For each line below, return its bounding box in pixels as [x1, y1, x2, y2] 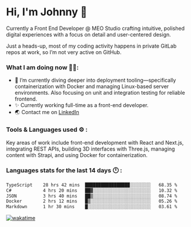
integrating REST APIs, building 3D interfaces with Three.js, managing [6, 145, 175, 152]
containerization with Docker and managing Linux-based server [14, 83, 169, 90]
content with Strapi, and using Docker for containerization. [6, 151, 148, 158]
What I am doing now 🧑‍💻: [6, 63, 79, 71]
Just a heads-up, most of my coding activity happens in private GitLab [6, 42, 177, 49]
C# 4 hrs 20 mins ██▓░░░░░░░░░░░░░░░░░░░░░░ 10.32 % [6, 188, 177, 193]
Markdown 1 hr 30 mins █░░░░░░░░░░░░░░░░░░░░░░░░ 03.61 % [6, 204, 177, 210]
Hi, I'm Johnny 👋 [6, 5, 88, 19]
